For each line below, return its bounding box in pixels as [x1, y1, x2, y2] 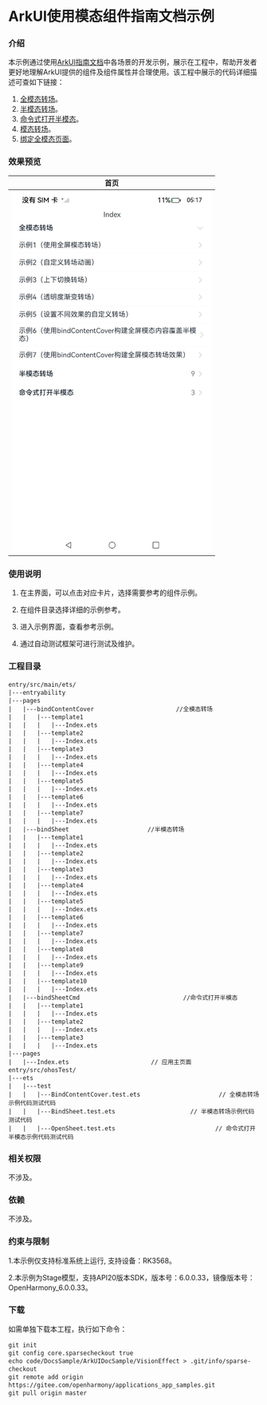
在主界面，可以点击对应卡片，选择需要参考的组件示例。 [19, 588, 202, 597]
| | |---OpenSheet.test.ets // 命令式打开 [8, 1124, 257, 1133]
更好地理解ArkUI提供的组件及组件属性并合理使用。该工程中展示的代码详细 [8, 67, 251, 77]
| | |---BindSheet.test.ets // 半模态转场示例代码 [8, 1107, 255, 1115]
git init [8, 1341, 37, 1349]
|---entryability [8, 689, 66, 697]
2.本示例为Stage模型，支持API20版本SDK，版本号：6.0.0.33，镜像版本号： [8, 1272, 255, 1282]
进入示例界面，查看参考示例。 [19, 622, 118, 632]
